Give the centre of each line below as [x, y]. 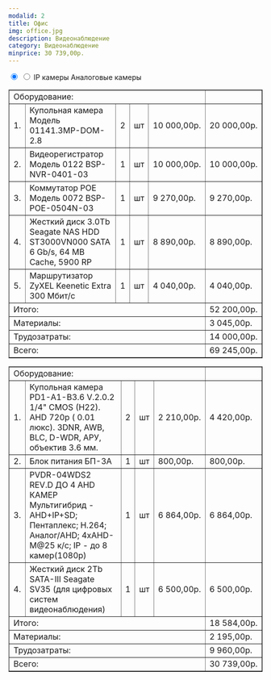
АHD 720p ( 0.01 [62, 417]
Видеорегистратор [67, 154]
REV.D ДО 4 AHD [62, 485]
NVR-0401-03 [59, 174]
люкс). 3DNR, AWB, [67, 427]
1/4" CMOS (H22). [65, 407]
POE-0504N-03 [62, 208]
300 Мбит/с [52, 296]
